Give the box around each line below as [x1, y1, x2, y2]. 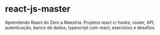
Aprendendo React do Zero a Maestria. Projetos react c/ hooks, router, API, [5, 19, 155, 25]
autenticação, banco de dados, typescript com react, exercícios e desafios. [5, 24, 156, 30]
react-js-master [5, 3, 71, 15]
